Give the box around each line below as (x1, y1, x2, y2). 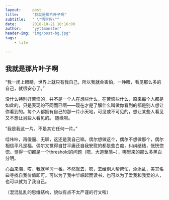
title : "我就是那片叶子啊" (5, 12, 67, 17)
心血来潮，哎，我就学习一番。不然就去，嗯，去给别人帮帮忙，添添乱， (5, 166, 151, 172)
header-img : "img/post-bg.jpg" (5, 31, 71, 36)
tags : (5, 36, 17, 41)
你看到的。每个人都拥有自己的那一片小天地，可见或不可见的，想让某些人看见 (5, 108, 164, 114)
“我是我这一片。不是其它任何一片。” (5, 125, 78, 131)
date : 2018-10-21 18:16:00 (5, 21, 75, 27)
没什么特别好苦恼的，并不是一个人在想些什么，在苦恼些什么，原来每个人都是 (5, 96, 164, 102)
